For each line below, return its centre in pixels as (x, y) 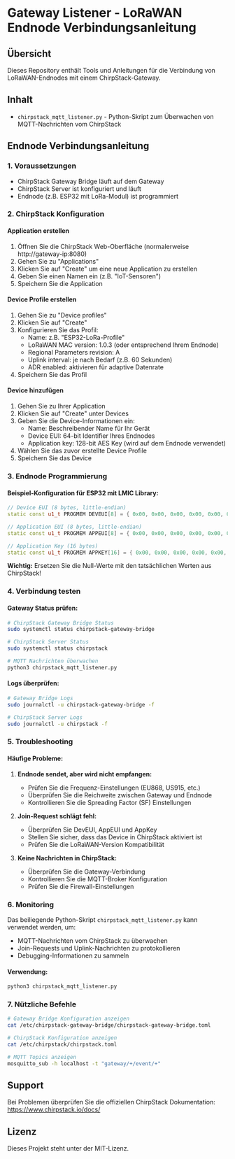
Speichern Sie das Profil (52, 374)
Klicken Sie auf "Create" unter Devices (73, 413)
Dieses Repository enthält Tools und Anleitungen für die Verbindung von (111, 70)
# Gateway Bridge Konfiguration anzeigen (69, 1019)
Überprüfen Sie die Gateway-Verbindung (86, 872)
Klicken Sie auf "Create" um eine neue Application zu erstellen (107, 269)
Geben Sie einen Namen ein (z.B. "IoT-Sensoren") (89, 276)
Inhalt (20, 100)
